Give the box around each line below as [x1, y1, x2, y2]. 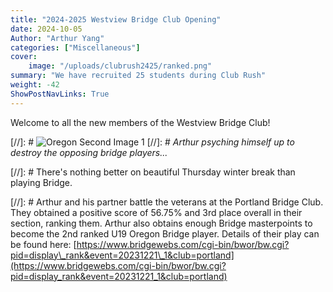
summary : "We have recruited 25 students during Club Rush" [10, 71, 267, 81]
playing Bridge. [10, 176, 73, 188]
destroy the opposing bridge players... [10, 146, 168, 158]
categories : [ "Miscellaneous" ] [10, 42, 141, 53]
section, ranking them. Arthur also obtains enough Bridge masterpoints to [10, 217, 313, 229]
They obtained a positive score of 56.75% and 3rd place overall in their [10, 206, 303, 218]
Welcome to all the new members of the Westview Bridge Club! [10, 116, 271, 128]
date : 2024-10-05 [10, 24, 83, 34]
